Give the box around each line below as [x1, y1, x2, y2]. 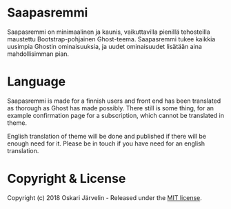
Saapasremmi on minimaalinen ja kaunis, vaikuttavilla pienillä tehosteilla [7, 28, 210, 36]
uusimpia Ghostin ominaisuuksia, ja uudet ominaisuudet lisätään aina [7, 42, 202, 50]
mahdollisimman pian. [7, 50, 70, 58]
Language [7, 74, 66, 90]
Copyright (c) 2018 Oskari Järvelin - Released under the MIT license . [7, 193, 202, 201]
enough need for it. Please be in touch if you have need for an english [7, 139, 205, 148]
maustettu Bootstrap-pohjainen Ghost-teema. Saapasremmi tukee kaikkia [7, 34, 216, 43]
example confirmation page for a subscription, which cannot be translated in [7, 111, 225, 119]
